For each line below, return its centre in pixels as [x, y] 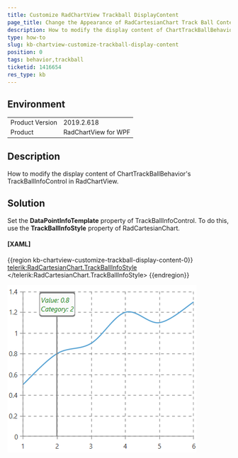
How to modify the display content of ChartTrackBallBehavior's [99, 173]
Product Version [34, 122]
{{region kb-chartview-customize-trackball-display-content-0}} [100, 260]
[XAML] [19, 244]
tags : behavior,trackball [45, 60]
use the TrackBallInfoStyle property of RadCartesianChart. [94, 228]
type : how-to [27, 38]
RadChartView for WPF [97, 132]
